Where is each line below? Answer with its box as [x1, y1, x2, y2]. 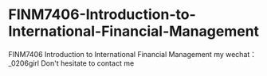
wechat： [226, 49, 257, 59]
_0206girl [8, 58, 40, 68]
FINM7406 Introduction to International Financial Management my [8, 49, 225, 59]
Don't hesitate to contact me [41, 58, 135, 68]
